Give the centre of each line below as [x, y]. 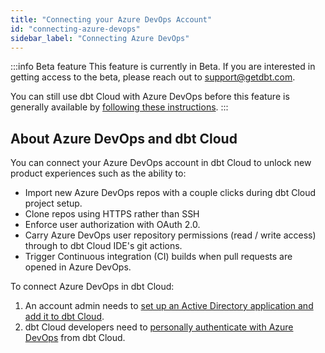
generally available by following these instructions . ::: [119, 107]
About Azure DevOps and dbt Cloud [124, 138]
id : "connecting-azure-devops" [75, 29]
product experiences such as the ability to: [98, 173]
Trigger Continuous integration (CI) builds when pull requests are [158, 257]
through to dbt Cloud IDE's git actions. [103, 246]
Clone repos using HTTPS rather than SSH [112, 214]
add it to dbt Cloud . [64, 317]
